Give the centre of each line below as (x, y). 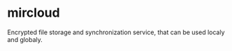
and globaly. (25, 39)
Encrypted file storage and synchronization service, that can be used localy (116, 32)
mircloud (34, 13)
